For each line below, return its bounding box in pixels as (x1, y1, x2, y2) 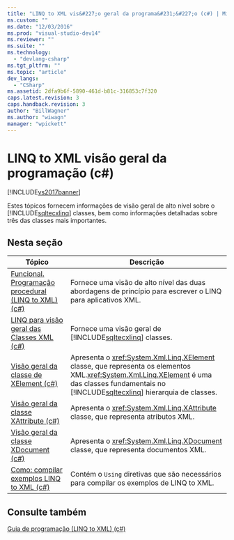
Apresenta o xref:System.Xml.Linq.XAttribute (70, 403, 217, 413)
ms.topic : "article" (7, 68, 68, 75)
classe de (10, 370, 42, 380)
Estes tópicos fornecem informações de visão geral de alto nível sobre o (7, 201, 215, 210)
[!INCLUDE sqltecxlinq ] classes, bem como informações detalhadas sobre (7, 209, 218, 217)
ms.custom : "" (7, 17, 49, 24)
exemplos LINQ (10, 474, 61, 484)
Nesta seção (7, 236, 63, 248)
